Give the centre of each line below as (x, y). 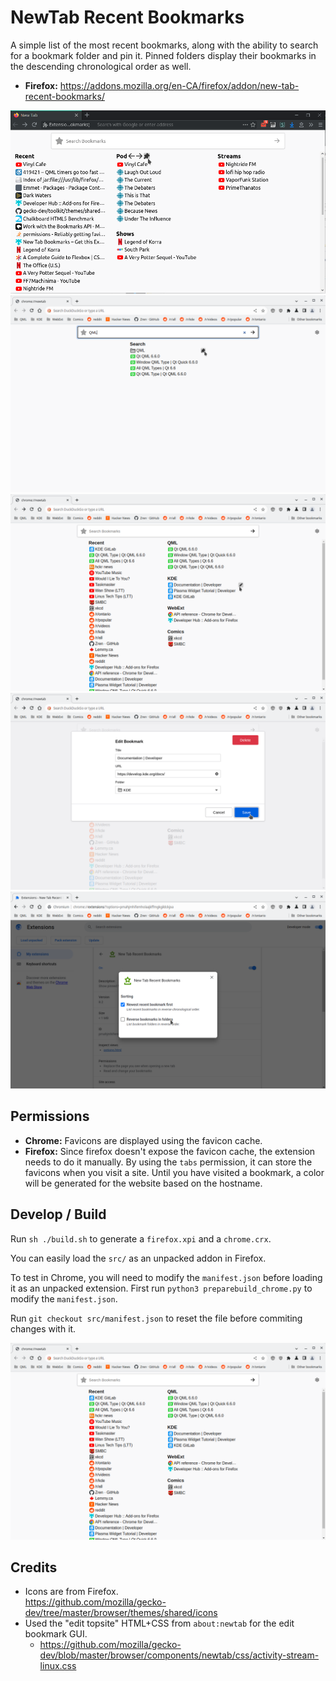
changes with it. (43, 1328)
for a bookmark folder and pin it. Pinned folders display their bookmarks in (163, 55)
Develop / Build (58, 1214)
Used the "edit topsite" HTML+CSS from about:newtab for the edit (159, 1623)
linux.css (58, 1666)
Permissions (50, 1116)
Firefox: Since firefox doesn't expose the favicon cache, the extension (170, 1151)
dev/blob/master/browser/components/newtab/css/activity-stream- (179, 1655)
